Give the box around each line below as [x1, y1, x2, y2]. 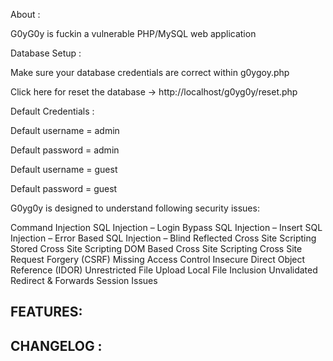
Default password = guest [10, 183, 118, 194]
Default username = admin [10, 125, 120, 136]
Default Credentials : [10, 105, 95, 117]
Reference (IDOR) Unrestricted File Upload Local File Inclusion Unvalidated [10, 264, 318, 276]
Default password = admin [10, 144, 120, 156]
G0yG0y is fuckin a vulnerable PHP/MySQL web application [10, 28, 257, 39]
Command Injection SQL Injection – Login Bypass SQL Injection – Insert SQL [10, 222, 323, 233]
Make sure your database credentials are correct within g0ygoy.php [10, 67, 290, 78]
